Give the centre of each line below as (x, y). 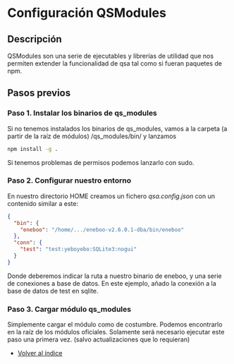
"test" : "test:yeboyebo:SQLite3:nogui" (79, 249)
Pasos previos (39, 93)
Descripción (35, 39)
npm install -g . (33, 149)
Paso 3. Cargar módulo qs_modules (69, 309)
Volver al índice (40, 353)
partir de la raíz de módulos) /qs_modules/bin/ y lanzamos (92, 136)
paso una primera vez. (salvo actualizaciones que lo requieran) (99, 339)
